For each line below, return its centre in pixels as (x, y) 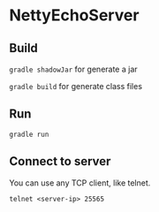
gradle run (29, 134)
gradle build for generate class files (76, 86)
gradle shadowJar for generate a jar (74, 69)
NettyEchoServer (74, 15)
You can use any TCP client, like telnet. (80, 183)
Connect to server (60, 161)
